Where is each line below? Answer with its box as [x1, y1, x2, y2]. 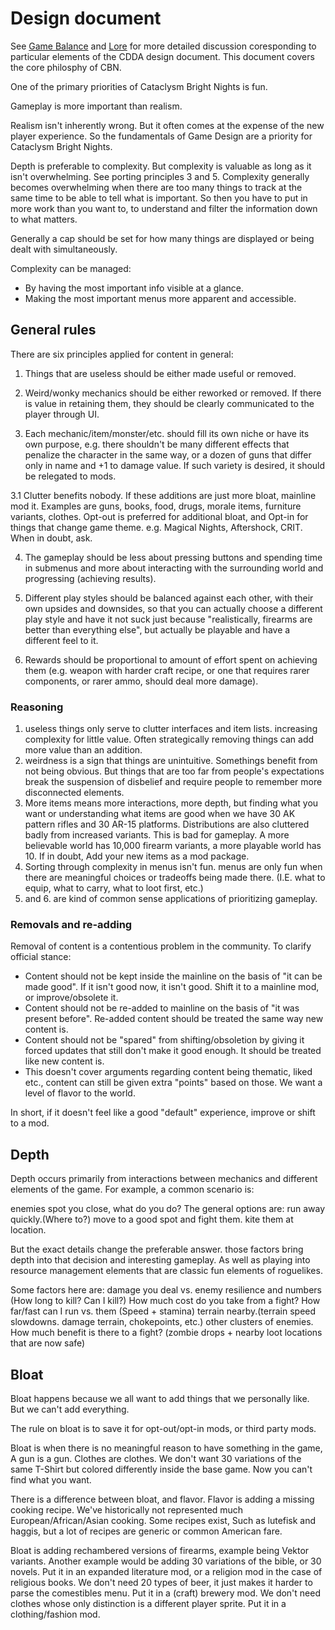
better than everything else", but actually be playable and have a [24, 623, 291, 636]
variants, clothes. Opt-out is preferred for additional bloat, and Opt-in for [10, 510, 309, 522]
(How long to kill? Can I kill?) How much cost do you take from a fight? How [10, 1295, 321, 1307]
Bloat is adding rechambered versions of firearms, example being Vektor [10, 1544, 310, 1556]
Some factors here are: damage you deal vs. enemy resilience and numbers [10, 1284, 322, 1296]
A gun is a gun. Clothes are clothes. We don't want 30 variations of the [10, 1452, 302, 1464]
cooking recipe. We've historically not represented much [10, 1503, 244, 1516]
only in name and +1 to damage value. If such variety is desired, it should [24, 459, 326, 471]
